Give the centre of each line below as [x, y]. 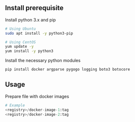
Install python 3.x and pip [31, 20]
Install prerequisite [34, 8]
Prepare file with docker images [37, 96]
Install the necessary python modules [43, 61]
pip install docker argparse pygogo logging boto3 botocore [68, 70]
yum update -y [20, 47]
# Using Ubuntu [21, 29]
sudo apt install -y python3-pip [39, 33]
